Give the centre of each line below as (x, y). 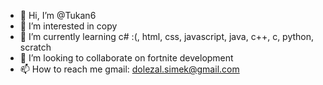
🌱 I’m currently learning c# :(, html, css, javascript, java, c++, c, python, (167, 36)
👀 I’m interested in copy (68, 26)
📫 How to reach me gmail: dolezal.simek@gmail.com (129, 69)
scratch (35, 47)
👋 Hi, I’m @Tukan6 (58, 15)
